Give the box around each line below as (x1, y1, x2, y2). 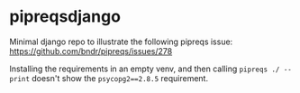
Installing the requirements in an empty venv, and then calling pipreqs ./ (9, 63, 280, 74)
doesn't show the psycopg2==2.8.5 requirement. (31, 72, 209, 83)
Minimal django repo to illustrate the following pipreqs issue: (9, 36, 233, 47)
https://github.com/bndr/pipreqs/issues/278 (9, 45, 173, 56)
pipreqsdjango (9, 6, 122, 27)
